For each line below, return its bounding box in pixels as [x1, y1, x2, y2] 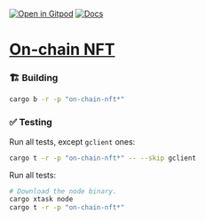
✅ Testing [9, 116, 53, 129]
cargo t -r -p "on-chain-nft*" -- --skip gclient [9, 154, 197, 162]
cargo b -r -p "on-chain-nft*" [9, 95, 125, 104]
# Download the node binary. [9, 186, 117, 195]
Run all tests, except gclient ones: [9, 136, 136, 146]
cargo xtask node [9, 195, 74, 204]
